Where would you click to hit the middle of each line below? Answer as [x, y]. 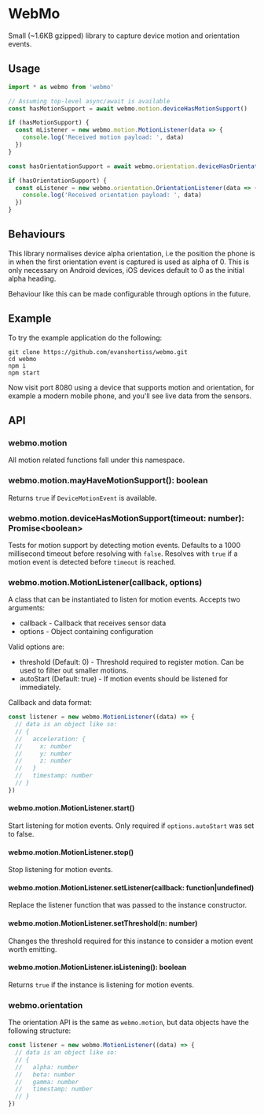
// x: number [44, 746]
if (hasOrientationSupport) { [58, 181]
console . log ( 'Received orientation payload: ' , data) [112, 195]
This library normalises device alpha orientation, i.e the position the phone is [132, 253]
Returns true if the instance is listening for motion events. [101, 984]
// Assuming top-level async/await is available [89, 101]
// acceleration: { [51, 739]
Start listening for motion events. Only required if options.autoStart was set [131, 826]
